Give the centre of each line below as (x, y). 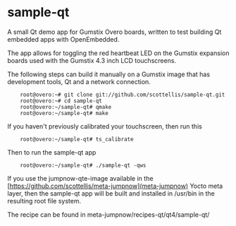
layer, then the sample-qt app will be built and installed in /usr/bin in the (111, 193)
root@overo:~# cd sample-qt (61, 101)
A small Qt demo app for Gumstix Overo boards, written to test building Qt (114, 32)
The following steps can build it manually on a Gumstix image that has (108, 74)
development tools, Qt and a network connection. (79, 81)
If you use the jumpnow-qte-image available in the (80, 178)
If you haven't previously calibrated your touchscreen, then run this (105, 126)
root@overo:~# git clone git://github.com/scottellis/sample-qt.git (123, 95)
